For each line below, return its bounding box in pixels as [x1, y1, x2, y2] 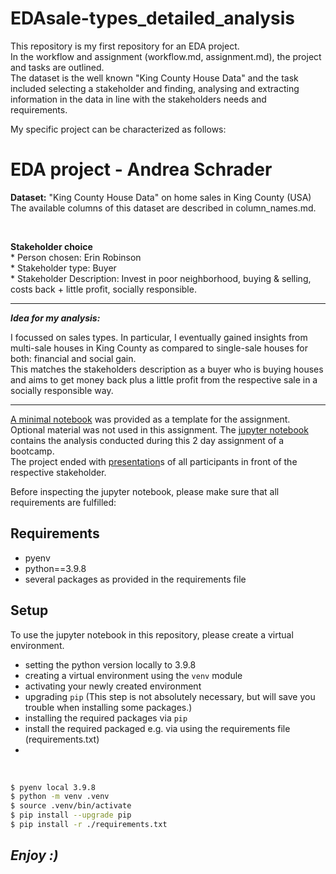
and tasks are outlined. [10, 61, 105, 73]
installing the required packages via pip [24, 712, 188, 724]
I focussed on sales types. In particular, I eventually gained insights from [10, 331, 308, 343]
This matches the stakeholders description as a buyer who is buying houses [10, 363, 324, 375]
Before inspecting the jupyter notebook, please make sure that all [10, 485, 280, 497]
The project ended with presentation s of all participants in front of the [10, 455, 298, 467]
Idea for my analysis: [10, 312, 101, 324]
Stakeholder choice [10, 240, 93, 252]
